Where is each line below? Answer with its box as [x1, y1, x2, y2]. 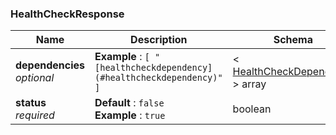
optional [15, 71, 55, 85]
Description [130, 33, 188, 47]
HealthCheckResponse [10, 7, 125, 21]
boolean [232, 102, 272, 116]
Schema [273, 33, 313, 47]
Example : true [94, 108, 166, 122]
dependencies [15, 58, 86, 72]
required [15, 108, 55, 122]
